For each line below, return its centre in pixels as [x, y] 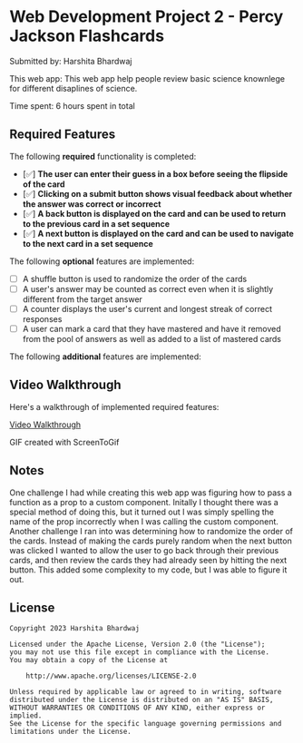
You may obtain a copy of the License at [89, 660]
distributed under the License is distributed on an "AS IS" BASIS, [142, 700]
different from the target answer [83, 299]
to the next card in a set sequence [88, 243]
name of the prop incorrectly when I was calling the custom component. [144, 521]
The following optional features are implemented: [102, 261]
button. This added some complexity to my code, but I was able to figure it [148, 570]
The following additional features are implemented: [105, 357]
